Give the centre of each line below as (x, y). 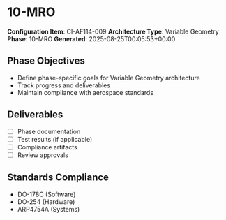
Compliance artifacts (47, 147)
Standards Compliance (58, 178)
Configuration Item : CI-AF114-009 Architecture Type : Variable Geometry (113, 31)
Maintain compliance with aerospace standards (85, 92)
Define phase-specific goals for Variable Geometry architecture (108, 78)
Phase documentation (49, 131)
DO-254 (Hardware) (46, 201)
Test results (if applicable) (55, 139)
